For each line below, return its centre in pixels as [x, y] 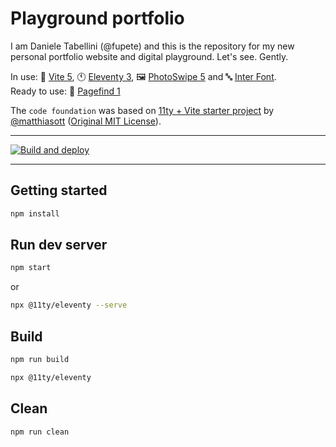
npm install [35, 213]
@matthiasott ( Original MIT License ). [86, 121]
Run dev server [59, 245]
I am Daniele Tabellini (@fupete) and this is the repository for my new [152, 46]
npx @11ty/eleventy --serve [69, 305]
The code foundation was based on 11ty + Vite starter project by [142, 110]
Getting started [59, 190]
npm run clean [40, 432]
